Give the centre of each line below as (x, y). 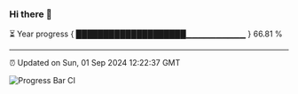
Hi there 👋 (31, 14)
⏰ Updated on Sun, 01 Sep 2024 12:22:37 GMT (95, 63)
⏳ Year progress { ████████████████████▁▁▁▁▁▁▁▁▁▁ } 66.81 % (146, 34)
